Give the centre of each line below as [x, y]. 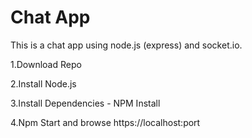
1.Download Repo [46, 64]
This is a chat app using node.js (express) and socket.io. [126, 45]
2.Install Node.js [43, 83]
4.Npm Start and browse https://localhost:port [105, 122]
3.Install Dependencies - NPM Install [85, 103]
